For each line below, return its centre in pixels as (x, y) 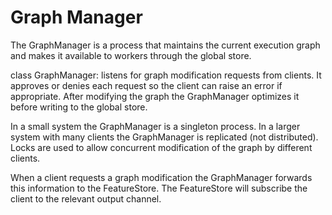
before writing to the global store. (79, 107)
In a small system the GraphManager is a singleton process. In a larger (155, 126)
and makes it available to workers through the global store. (131, 55)
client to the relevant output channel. (86, 198)
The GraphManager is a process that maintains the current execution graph (165, 45)
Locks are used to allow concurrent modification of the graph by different (161, 147)
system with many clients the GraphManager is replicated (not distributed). (164, 137)
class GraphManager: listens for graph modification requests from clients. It (166, 75)
